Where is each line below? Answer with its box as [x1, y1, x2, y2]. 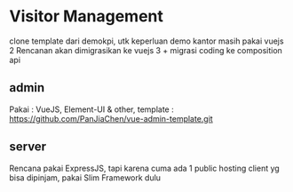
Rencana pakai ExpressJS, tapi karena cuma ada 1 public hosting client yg [9, 163, 280, 173]
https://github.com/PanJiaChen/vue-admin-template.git [9, 113, 213, 124]
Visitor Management [9, 6, 164, 27]
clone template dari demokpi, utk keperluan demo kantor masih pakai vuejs [9, 36, 284, 46]
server [9, 140, 47, 155]
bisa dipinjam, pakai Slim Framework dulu [9, 172, 162, 183]
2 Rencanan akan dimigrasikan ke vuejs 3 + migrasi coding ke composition [9, 44, 282, 55]
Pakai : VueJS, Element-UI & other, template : [9, 104, 175, 115]
